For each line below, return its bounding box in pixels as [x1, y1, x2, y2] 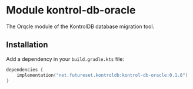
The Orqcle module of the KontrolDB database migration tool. [6, 23, 155, 30]
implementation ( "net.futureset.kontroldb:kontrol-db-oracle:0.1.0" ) [16, 72, 188, 78]
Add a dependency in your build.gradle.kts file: [6, 55, 125, 62]
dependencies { [6, 67, 44, 73]
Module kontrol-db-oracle [6, 4, 136, 17]
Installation [6, 40, 48, 50]
